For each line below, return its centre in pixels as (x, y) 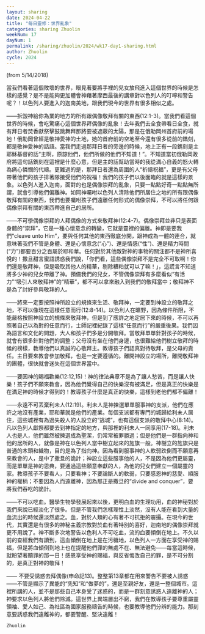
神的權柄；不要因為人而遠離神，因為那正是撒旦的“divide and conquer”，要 (100, 481)
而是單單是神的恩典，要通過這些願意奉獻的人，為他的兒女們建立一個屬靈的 (100, 466)
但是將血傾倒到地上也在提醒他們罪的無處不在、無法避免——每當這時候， (108, 547)
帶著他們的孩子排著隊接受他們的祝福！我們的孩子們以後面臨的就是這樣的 (97, 177)
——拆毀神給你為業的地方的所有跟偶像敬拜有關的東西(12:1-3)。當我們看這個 (101, 116)
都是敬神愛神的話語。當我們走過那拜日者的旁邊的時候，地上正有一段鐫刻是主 (103, 146)
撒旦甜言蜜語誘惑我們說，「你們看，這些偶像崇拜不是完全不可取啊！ (106, 259)
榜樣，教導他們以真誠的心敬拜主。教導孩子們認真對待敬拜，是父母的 (102, 348)
